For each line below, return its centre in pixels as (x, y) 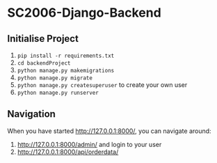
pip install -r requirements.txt (66, 56)
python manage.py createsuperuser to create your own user (102, 85)
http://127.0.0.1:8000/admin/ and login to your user (89, 144)
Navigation (31, 114)
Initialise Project (43, 39)
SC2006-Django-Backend (84, 13)
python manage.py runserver (58, 93)
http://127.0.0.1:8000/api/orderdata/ (68, 152)
